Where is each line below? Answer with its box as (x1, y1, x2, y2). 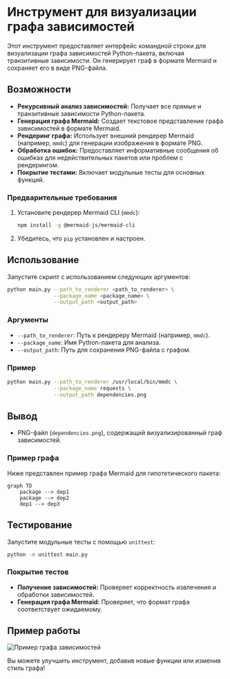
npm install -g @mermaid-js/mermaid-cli (17, 222, 135, 229)
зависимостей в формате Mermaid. (17, 124, 121, 132)
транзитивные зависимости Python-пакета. (17, 109, 146, 117)
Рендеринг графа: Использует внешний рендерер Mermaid (17, 131, 194, 140)
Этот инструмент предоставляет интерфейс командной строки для (7, 41, 207, 50)
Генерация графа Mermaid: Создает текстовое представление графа (17, 117, 224, 125)
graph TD (7, 482, 32, 489)
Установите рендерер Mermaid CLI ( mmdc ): (17, 209, 140, 217)
